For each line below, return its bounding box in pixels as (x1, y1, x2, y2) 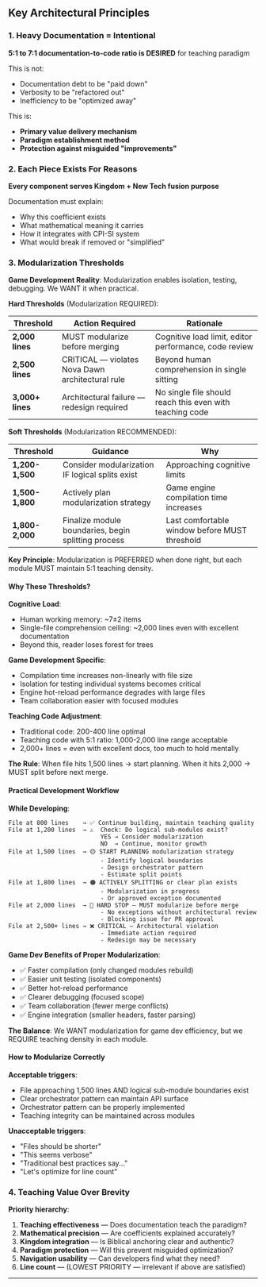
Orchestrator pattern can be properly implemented (19, 1102, 185, 1112)
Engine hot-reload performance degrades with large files (19, 688, 206, 697)
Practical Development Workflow (8, 786, 120, 796)
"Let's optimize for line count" (19, 1166, 118, 1176)
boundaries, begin (62, 525, 131, 536)
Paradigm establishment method (19, 135, 131, 144)
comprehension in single (154, 364, 247, 376)
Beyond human (154, 354, 211, 365)
